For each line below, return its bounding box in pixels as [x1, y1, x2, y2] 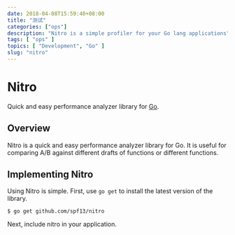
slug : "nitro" [7, 50, 49, 56]
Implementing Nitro [7, 169, 94, 181]
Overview [7, 123, 51, 135]
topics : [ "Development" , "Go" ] [7, 43, 105, 50]
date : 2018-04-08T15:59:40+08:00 [7, 10, 105, 17]
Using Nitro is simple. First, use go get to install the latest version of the [7, 187, 213, 195]
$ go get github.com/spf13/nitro [7, 208, 105, 215]
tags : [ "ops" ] [7, 36, 55, 43]
